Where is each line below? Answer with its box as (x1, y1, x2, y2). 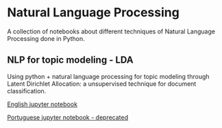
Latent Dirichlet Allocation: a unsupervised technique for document (7, 80, 197, 88)
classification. (7, 86, 47, 95)
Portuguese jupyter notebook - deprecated (7, 113, 129, 121)
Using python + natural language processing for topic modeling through (7, 72, 210, 80)
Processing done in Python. (7, 34, 86, 42)
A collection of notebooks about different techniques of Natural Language (7, 27, 216, 35)
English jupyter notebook (7, 100, 77, 108)
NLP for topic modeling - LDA (7, 54, 134, 66)
